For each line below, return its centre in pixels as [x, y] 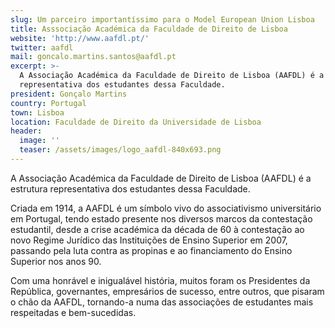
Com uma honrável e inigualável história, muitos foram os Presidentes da [160, 280]
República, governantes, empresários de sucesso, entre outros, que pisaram [167, 291]
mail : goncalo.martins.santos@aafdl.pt [93, 57]
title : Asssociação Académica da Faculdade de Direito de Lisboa [149, 29]
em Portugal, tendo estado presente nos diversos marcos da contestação [161, 218]
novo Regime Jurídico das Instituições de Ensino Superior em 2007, [149, 240]
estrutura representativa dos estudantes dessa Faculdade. [130, 188]
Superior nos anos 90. [56, 261]
